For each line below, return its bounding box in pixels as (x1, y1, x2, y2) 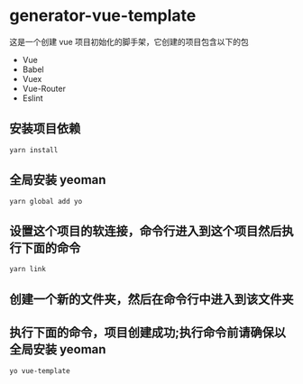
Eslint (22, 92, 43, 104)
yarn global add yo (9, 197, 83, 206)
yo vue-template (9, 366, 70, 375)
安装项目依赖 (9, 121, 81, 136)
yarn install (9, 145, 59, 154)
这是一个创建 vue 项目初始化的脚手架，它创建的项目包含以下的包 (9, 36, 250, 47)
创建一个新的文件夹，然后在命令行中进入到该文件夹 (9, 291, 294, 306)
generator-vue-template (9, 5, 197, 26)
